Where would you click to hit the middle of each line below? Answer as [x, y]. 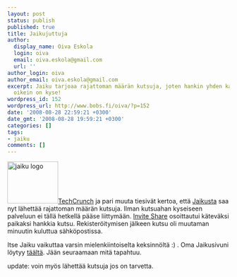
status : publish [31, 20]
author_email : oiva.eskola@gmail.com [63, 79]
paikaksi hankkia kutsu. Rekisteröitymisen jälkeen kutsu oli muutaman [108, 224]
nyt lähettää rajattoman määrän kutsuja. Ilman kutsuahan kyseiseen [105, 208]
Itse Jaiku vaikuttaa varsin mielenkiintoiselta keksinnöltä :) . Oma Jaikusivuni [118, 245]
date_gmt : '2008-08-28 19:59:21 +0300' [66, 119]
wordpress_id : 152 [34, 100]
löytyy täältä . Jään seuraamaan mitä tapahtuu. [75, 252]
